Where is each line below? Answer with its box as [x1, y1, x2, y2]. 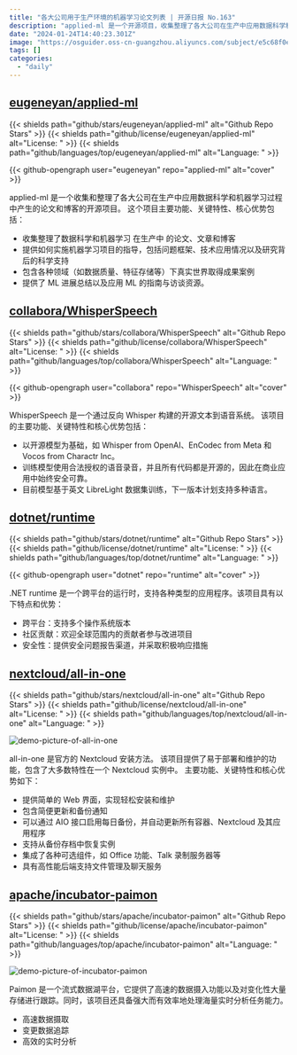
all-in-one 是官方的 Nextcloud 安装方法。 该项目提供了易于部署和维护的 [9, 754, 270, 764]
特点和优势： [16, 599, 64, 610]
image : [9, 37, 34, 47]
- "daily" [17, 63, 53, 72]
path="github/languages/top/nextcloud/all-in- [120, 708, 288, 719]
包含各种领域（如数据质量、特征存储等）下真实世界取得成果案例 [21, 266, 255, 277]
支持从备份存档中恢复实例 [21, 839, 116, 849]
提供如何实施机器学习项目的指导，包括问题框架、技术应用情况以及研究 [21, 244, 278, 254]
